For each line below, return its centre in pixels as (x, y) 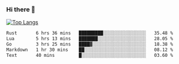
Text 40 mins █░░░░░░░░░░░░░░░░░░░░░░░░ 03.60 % (89, 55)
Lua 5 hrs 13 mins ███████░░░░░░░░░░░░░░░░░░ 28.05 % (89, 39)
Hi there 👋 (21, 9)
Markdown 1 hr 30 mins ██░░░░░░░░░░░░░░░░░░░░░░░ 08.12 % (89, 50)
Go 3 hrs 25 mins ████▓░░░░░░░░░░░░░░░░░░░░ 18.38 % (89, 44)
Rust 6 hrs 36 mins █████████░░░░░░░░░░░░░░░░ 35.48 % (89, 33)
